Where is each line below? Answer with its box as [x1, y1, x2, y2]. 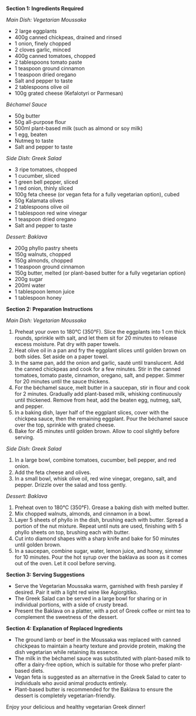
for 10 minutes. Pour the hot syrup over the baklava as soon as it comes [14, 554, 187, 561]
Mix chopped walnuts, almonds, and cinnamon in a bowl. [14, 510, 152, 517]
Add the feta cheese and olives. [14, 469, 91, 476]
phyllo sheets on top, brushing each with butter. [14, 529, 130, 535]
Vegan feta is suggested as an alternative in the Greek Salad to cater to [14, 673, 186, 680]
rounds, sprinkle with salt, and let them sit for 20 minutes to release [14, 334, 177, 341]
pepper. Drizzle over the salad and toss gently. [14, 482, 127, 488]
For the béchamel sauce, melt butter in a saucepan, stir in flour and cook [14, 384, 190, 391]
